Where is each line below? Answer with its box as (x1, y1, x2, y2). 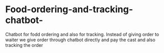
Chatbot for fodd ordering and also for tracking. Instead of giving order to (5, 31, 159, 37)
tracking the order (5, 42, 43, 48)
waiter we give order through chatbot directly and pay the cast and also (5, 37, 155, 43)
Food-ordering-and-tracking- (5, 4, 133, 15)
